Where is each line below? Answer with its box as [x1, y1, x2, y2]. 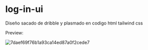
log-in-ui [5, 3, 43, 15]
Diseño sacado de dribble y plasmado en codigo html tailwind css [5, 20, 143, 26]
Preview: [5, 29, 24, 35]
